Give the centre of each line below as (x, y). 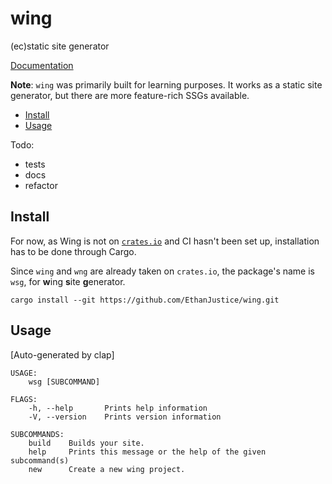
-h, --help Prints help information (118, 408)
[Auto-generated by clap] (62, 354)
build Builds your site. (86, 443)
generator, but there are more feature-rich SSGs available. (130, 95)
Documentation (42, 65)
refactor (41, 185)
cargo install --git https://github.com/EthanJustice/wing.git (145, 300)
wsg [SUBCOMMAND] (64, 382)
